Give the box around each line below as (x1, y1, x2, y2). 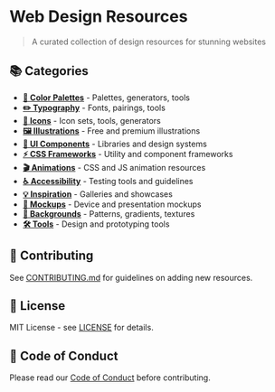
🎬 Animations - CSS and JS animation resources (22, 162, 206, 173)
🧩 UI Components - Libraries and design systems (22, 138, 208, 149)
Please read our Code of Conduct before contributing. (9, 372, 211, 383)
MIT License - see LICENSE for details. (9, 322, 154, 333)
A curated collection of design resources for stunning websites (31, 36, 267, 47)
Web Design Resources (9, 6, 188, 27)
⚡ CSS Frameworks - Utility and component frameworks (22, 148, 233, 159)
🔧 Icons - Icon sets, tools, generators (22, 115, 161, 126)
